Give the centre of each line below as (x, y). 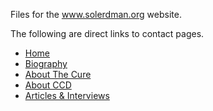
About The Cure (58, 74)
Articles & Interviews (67, 95)
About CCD (48, 85)
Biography (46, 63)
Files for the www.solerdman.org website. (96, 14)
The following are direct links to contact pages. (107, 33)
